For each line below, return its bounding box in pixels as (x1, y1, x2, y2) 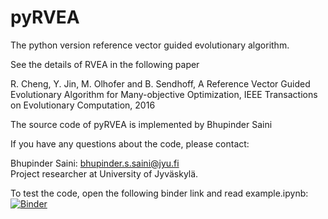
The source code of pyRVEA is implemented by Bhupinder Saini (10, 118, 273, 130)
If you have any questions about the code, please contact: (10, 137, 250, 150)
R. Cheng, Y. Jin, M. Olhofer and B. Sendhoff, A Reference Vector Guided (10, 77, 311, 90)
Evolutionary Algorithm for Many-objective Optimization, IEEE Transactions (10, 88, 318, 100)
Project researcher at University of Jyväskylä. (10, 167, 199, 180)
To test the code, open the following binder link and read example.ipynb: (10, 187, 309, 199)
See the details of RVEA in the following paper (10, 58, 200, 70)
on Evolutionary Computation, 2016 (10, 99, 156, 111)
